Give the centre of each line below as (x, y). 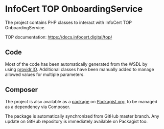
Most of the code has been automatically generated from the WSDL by (76, 64)
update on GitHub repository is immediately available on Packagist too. (76, 121)
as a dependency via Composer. (38, 107)
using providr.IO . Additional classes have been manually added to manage (80, 69)
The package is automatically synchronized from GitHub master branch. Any (82, 116)
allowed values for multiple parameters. (45, 74)
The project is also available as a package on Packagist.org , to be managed (81, 101)
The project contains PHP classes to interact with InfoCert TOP (69, 22)
